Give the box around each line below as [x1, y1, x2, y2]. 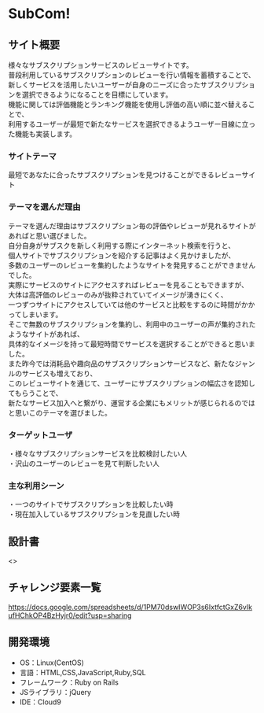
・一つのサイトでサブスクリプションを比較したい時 [8, 500, 174, 509]
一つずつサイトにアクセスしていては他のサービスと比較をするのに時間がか [8, 300, 249, 309]
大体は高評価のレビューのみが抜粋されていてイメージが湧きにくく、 [8, 290, 228, 299]
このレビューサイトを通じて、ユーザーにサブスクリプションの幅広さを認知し [8, 379, 255, 388]
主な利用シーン [8, 480, 64, 491]
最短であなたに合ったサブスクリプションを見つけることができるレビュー [8, 170, 242, 179]
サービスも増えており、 [21, 368, 97, 378]
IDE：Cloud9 [19, 697, 61, 707]
